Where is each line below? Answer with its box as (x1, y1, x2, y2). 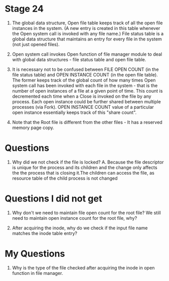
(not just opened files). (12, 41, 60, 47)
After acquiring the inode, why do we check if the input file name (12, 225, 148, 231)
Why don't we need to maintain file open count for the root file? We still (12, 210, 161, 216)
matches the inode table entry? (12, 230, 77, 236)
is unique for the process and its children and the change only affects (12, 164, 158, 170)
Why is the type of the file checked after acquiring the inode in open (12, 264, 155, 271)
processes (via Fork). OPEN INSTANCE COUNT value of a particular (12, 104, 154, 110)
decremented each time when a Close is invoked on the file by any (12, 93, 152, 99)
